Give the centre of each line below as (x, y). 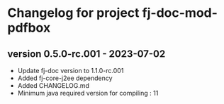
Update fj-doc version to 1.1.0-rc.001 (71, 71)
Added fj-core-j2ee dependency (65, 78)
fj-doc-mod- (180, 13)
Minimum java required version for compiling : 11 (88, 93)
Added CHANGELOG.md (54, 85)
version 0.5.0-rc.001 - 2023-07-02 (86, 54)
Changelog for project (73, 13)
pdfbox (29, 28)
